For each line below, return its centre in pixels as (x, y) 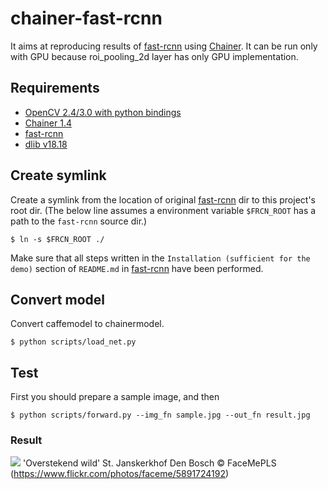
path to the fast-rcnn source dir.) (79, 221)
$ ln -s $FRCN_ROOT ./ (57, 239)
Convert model (57, 299)
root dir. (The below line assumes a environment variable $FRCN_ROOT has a (163, 210)
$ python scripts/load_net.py (73, 342)
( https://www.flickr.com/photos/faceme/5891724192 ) (120, 474)
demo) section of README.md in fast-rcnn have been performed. (137, 268)
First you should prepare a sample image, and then (115, 397)
